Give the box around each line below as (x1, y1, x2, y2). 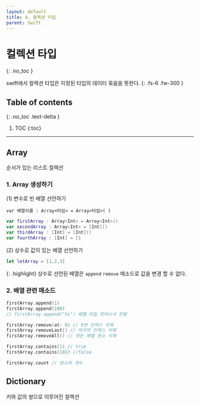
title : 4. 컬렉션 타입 (6, 14, 57, 20)
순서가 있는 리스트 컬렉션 (6, 164, 64, 171)
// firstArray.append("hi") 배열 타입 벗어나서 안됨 (6, 311, 127, 317)
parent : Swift (6, 20, 42, 26)
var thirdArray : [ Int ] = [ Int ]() (6, 229, 92, 235)
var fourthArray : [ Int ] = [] (6, 235, 82, 241)
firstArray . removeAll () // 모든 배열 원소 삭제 (6, 333, 117, 339)
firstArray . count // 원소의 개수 (6, 360, 83, 366)
